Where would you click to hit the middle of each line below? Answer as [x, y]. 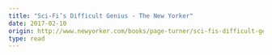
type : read [27, 38]
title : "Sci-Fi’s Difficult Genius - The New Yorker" [101, 16]
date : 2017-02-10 [38, 23]
